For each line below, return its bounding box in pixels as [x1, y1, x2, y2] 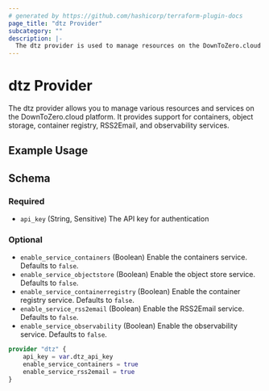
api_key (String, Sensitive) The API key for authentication [19, 214, 209, 224]
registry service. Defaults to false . [19, 296, 135, 305]
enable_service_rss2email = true [23, 368, 135, 376]
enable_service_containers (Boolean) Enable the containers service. [19, 252, 248, 263]
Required [8, 195, 45, 207]
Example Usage [8, 144, 89, 158]
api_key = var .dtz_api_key [23, 353, 114, 361]
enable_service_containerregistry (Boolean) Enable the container [19, 287, 241, 296]
